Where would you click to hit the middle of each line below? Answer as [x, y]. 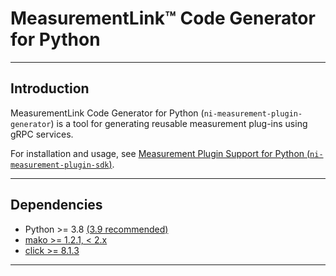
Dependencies [56, 205]
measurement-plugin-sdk [60, 165]
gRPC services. [42, 134]
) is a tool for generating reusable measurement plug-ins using [179, 123]
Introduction [50, 88]
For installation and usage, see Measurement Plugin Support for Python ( [160, 153]
